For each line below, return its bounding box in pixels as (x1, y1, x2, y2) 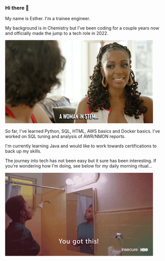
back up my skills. (5, 148, 42, 154)
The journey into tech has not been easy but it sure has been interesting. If (5, 158, 157, 164)
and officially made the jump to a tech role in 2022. (5, 31, 108, 36)
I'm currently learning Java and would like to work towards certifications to (5, 143, 157, 149)
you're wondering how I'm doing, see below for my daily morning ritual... (5, 163, 153, 169)
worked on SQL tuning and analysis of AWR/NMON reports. (5, 133, 126, 139)
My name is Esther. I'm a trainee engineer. (5, 16, 90, 22)
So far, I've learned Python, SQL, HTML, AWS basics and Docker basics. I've (5, 128, 160, 134)
